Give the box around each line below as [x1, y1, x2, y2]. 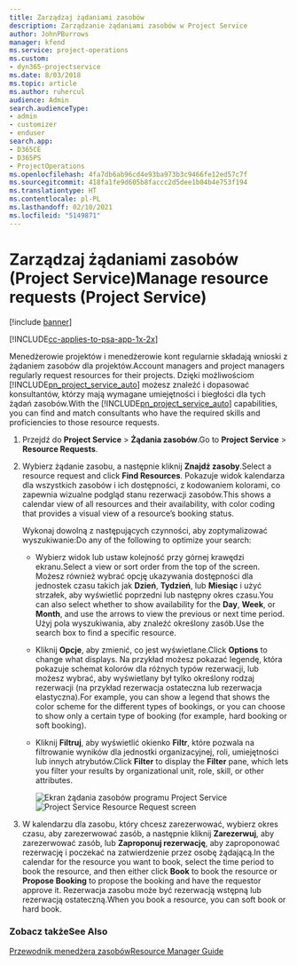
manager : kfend [9, 37, 66, 47]
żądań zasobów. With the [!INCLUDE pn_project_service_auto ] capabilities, [9, 398, 278, 408]
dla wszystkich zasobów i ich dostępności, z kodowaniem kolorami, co [21, 479, 281, 490]
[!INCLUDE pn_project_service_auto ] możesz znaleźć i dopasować [9, 379, 250, 390]
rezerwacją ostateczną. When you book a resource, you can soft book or [21, 894, 286, 905]
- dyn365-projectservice [9, 63, 101, 72]
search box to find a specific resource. [35, 627, 177, 637]
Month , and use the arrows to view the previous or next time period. [35, 608, 285, 619]
